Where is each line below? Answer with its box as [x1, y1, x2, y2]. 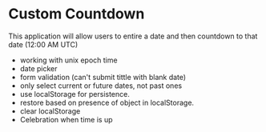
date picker [19, 63, 58, 73]
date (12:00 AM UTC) [8, 39, 79, 49]
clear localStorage [19, 106, 81, 116]
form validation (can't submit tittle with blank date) [19, 72, 187, 82]
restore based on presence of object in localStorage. [19, 98, 195, 107]
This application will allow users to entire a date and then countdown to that [8, 31, 258, 41]
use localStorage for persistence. [19, 89, 130, 98]
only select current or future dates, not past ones [19, 81, 183, 90]
